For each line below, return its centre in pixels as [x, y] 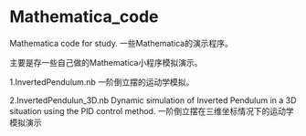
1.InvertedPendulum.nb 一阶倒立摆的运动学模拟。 [102, 82]
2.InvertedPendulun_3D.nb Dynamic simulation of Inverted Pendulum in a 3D [153, 100]
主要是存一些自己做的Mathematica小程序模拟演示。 [106, 62]
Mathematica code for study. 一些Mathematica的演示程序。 [121, 43]
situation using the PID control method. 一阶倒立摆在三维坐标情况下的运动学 [152, 110]
